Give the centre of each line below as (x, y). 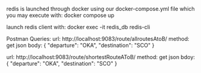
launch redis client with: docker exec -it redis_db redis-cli (78, 27)
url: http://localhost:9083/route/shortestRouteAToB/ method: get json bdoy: (101, 57)
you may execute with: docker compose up (60, 15)
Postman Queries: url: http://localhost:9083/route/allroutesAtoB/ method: (98, 39)
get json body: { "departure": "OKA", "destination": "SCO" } (80, 45)
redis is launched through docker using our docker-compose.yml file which (100, 9)
